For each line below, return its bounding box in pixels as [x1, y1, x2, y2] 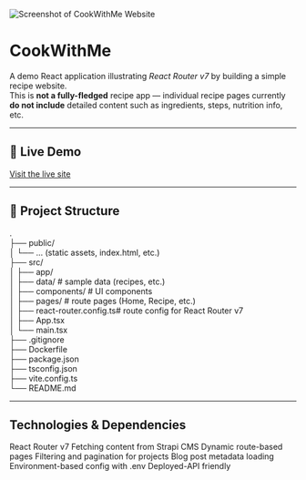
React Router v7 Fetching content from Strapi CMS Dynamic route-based [9, 442, 283, 453]
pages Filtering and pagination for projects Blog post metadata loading [9, 451, 275, 462]
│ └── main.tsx [9, 324, 68, 335]
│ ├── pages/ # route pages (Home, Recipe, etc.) [9, 295, 196, 306]
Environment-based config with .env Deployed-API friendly [9, 461, 231, 472]
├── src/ [9, 256, 44, 268]
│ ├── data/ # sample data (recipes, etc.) [9, 276, 166, 287]
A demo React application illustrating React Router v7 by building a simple [9, 70, 287, 81]
